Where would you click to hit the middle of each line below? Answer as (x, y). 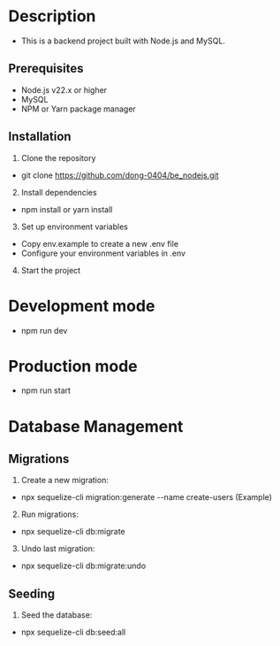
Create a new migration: (65, 481)
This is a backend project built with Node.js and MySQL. (123, 41)
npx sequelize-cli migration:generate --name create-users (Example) (147, 497)
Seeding (32, 593)
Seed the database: (57, 615)
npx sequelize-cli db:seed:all (73, 632)
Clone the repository (58, 158)
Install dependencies (59, 192)
